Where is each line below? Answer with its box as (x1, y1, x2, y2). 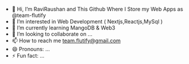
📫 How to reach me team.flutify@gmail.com (11, 37, 121, 44)
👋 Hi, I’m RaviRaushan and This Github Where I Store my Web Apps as (11, 6, 183, 12)
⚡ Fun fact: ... (11, 52, 45, 59)
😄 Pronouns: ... (11, 46, 51, 52)
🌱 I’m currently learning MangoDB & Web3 (11, 24, 116, 31)
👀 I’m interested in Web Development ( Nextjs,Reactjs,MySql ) (11, 18, 163, 25)
